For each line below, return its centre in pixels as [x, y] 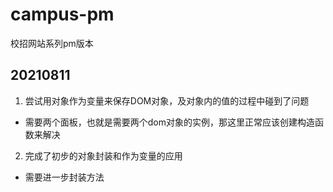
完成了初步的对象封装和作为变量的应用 [103, 155]
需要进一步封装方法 [64, 177]
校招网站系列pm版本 [52, 43]
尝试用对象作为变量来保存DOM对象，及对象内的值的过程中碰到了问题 [167, 100]
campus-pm [62, 14]
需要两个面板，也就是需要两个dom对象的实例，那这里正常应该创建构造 [170, 122]
